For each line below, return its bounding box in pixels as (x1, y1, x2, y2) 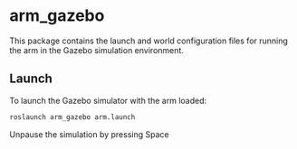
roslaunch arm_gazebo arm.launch (9, 112, 136, 122)
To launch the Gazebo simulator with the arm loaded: (9, 95, 207, 106)
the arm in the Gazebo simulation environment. (9, 44, 184, 55)
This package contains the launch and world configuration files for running (9, 35, 288, 46)
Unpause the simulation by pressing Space (9, 128, 169, 140)
